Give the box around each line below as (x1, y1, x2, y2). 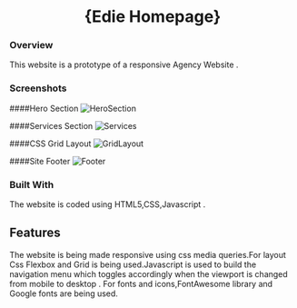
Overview (9, 39, 54, 52)
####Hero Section (9, 103, 79, 114)
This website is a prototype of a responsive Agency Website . (9, 59, 239, 70)
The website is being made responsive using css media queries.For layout (9, 249, 286, 260)
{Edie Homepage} (84, 6, 222, 27)
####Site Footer (9, 155, 71, 166)
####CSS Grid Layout (9, 138, 92, 149)
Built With (9, 178, 54, 191)
